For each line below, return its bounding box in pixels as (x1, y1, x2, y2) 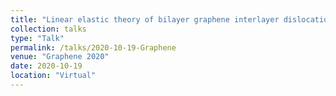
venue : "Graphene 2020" (10, 52, 110, 62)
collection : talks (10, 24, 87, 34)
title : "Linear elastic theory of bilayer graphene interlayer (10, 14, 280, 25)
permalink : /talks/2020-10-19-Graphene (10, 42, 177, 53)
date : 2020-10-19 (10, 61, 83, 71)
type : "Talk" (10, 33, 65, 43)
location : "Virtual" (10, 71, 97, 81)
